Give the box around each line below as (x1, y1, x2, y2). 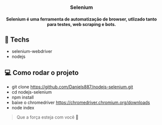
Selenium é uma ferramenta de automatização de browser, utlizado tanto (6, 16, 157, 22)
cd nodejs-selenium (11, 89, 52, 95)
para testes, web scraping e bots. (47, 21, 116, 27)
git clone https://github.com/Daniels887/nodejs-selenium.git (11, 84, 133, 90)
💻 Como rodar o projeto (4, 68, 79, 77)
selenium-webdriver (11, 49, 52, 54)
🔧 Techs (4, 35, 30, 44)
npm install (11, 95, 34, 100)
